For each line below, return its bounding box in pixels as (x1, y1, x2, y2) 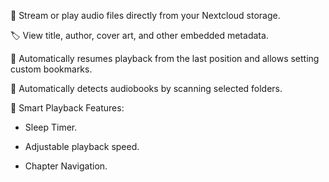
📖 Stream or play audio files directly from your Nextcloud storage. (10, 10, 281, 21)
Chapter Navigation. (24, 160, 108, 172)
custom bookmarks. (10, 63, 93, 75)
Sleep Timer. (24, 121, 78, 133)
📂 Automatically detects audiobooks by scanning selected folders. (10, 83, 283, 94)
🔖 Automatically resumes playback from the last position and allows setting (10, 53, 320, 64)
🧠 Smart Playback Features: (10, 102, 125, 114)
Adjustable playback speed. (24, 141, 140, 152)
